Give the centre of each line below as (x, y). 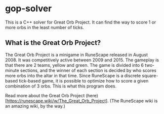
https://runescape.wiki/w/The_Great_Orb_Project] (57, 101)
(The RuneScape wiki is (134, 101)
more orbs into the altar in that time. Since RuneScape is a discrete (73, 75)
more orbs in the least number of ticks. (44, 27)
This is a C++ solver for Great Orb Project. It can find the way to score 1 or (81, 22)
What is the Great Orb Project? (53, 43)
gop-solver (28, 9)
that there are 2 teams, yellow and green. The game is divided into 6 (75, 65)
